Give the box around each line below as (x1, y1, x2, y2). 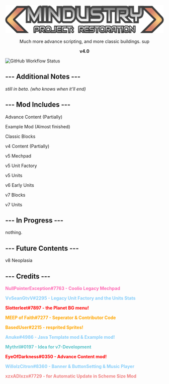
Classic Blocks (5, 133, 36, 139)
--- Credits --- (5, 272, 51, 280)
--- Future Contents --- (5, 244, 79, 253)
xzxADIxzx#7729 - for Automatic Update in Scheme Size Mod (5, 373, 137, 379)
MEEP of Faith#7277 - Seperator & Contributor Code (5, 315, 116, 321)
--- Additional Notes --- (5, 72, 81, 81)
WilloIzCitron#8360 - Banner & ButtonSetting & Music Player (5, 363, 135, 369)
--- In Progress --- (5, 216, 64, 225)
